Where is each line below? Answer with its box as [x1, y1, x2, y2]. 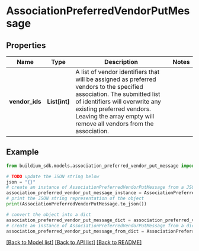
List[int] [47, 98, 70, 105]
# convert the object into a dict [6, 211, 92, 217]
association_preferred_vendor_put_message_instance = [6, 190, 142, 196]
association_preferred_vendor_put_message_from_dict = [6, 228, 145, 234]
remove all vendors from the [75, 120, 154, 128]
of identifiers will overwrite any [75, 98, 162, 105]
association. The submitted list [75, 90, 161, 98]
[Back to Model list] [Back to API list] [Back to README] [6, 239, 142, 246]
